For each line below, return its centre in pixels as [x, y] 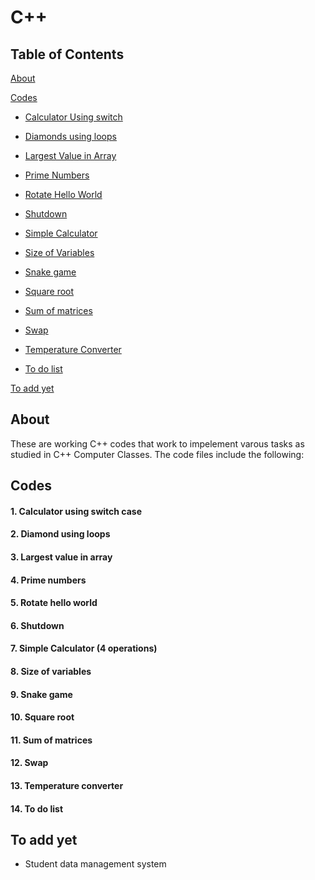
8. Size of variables [51, 671]
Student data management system [95, 864]
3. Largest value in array [61, 557]
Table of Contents [67, 54]
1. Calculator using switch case [76, 511]
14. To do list [37, 808]
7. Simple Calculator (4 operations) [84, 648]
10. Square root [42, 717]
